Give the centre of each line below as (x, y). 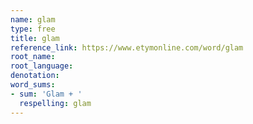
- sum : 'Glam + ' (46, 94)
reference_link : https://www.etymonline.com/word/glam (127, 47)
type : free (33, 29)
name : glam (33, 19)
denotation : (35, 76)
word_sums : (33, 85)
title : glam (35, 38)
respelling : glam (55, 103)
